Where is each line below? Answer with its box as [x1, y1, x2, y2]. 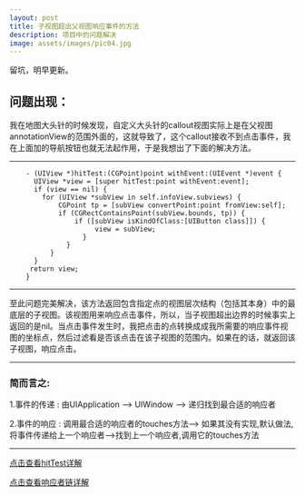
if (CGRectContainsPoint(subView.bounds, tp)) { [57, 209, 246, 218]
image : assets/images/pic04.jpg [9, 38, 132, 48]
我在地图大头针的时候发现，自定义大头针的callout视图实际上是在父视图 [9, 120, 274, 131]
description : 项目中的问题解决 [9, 30, 117, 39]
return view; [29, 264, 79, 273]
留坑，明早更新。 [9, 64, 74, 75]
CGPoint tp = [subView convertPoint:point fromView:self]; [57, 201, 286, 210]
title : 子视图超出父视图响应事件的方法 [9, 22, 140, 31]
